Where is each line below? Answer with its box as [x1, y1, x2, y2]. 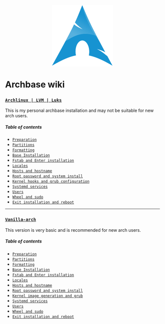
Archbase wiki [5, 79, 65, 90]
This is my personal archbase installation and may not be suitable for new [5, 108, 154, 113]
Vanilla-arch [5, 217, 36, 222]
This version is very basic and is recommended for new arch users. [5, 227, 141, 233]
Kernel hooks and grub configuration [12, 179, 90, 184]
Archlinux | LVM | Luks [5, 98, 62, 103]
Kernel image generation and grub [12, 293, 83, 298]
